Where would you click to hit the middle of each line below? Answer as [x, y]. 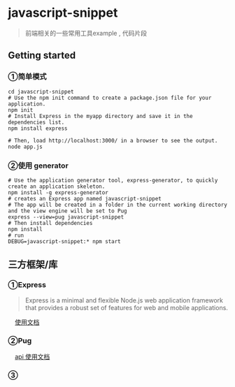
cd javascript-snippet [41, 92]
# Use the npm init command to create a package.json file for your [110, 98]
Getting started [42, 56]
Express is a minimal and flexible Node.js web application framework [124, 300]
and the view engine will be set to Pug [68, 211]
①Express [27, 285]
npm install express [38, 128]
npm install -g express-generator [58, 192]
